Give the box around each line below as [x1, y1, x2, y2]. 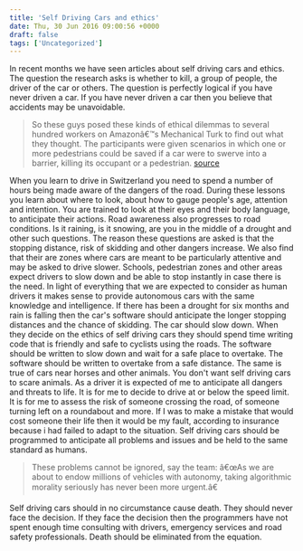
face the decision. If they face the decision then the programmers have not [9, 512, 289, 523]
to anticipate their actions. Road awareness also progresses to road [9, 214, 260, 224]
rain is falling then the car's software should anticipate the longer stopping [9, 309, 287, 321]
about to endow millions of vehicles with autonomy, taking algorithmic [31, 471, 292, 482]
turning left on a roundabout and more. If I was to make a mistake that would [9, 406, 294, 417]
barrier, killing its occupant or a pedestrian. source [31, 157, 220, 168]
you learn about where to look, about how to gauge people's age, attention [9, 195, 288, 205]
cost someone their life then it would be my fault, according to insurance [9, 415, 279, 426]
